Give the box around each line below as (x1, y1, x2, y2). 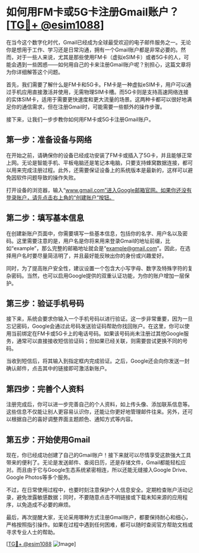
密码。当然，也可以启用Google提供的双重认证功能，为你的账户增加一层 (11, 272, 185, 279)
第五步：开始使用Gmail (6, 434, 91, 445)
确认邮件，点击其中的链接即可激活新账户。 (6, 365, 110, 372)
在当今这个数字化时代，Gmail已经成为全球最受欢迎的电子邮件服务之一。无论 (6, 39, 191, 46)
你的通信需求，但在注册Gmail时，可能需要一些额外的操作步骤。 (11, 103, 166, 110)
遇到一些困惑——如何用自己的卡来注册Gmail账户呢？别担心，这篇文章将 (16, 60, 191, 68)
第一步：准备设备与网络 (6, 135, 92, 145)
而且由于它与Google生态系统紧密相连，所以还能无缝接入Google (16, 466, 171, 473)
